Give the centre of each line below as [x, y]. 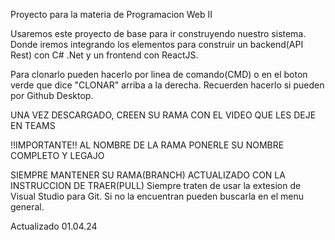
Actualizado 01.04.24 [54, 226]
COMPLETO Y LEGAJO [57, 155]
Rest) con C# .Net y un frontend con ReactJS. [104, 55]
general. [27, 207]
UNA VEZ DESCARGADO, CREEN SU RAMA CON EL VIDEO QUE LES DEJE [163, 115]
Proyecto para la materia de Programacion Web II [111, 14]
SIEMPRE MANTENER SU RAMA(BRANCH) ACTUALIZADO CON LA [148, 175]
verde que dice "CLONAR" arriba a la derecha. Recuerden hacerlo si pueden [167, 85]
